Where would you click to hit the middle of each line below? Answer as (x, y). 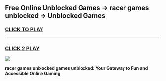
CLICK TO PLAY (24, 30)
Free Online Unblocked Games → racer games (77, 8)
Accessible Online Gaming (33, 73)
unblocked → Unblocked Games (55, 16)
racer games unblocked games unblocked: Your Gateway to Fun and (77, 68)
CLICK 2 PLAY (22, 48)
